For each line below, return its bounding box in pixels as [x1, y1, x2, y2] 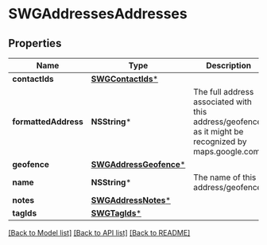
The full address [193, 87, 254, 97]
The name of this [193, 172, 257, 183]
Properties [8, 37, 62, 50]
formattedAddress [12, 116, 83, 127]
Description [206, 60, 252, 71]
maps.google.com [193, 146, 261, 157]
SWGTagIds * [91, 208, 141, 219]
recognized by [193, 136, 247, 147]
